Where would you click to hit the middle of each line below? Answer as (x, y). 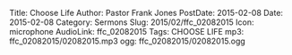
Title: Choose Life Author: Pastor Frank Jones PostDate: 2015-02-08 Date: (146, 13)
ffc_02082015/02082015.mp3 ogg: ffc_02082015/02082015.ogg (128, 41)
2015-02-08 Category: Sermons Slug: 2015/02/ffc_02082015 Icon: (132, 22)
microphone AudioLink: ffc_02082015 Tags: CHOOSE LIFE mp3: (127, 31)
